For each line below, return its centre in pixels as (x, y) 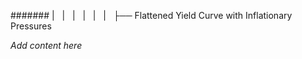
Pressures (31, 26)
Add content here (46, 45)
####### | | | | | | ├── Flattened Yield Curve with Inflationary (151, 15)
